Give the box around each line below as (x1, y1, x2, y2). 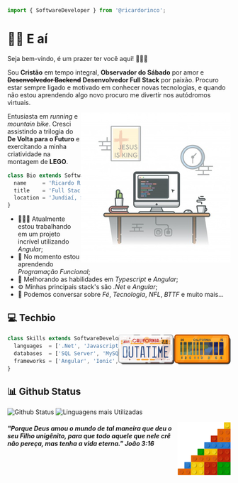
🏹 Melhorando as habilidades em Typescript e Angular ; (17, 275, 178, 283)
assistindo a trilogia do (7, 127, 74, 136)
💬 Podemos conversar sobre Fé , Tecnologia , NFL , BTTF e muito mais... (17, 291, 225, 299)
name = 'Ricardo (13, 179, 74, 187)
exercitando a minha (7, 142, 67, 151)
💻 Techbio (7, 312, 56, 324)
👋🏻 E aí (7, 31, 48, 47)
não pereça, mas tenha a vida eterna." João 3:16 (7, 439, 154, 447)
